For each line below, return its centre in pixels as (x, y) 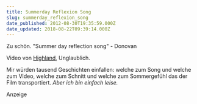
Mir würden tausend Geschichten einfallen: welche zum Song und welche (99, 70)
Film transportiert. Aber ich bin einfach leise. (62, 83)
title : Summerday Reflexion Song (49, 12)
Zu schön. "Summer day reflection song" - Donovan (72, 46)
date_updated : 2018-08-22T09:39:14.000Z (59, 29)
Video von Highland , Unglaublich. (48, 58)
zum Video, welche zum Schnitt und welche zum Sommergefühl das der (97, 76)
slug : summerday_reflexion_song (47, 18)
